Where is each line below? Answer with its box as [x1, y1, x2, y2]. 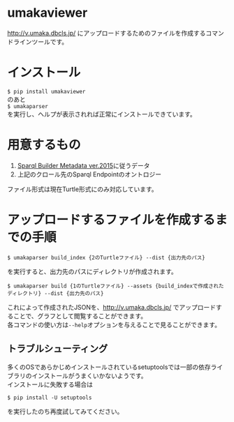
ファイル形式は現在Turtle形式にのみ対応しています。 [7, 185, 159, 193]
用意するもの [7, 137, 82, 153]
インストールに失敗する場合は [7, 380, 93, 389]
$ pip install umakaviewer [7, 88, 86, 95]
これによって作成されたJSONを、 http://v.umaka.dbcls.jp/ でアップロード [7, 303, 217, 311]
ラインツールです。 [13, 37, 68, 46]
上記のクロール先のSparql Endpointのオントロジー [17, 169, 162, 179]
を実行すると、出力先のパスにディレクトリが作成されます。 [7, 267, 178, 276]
